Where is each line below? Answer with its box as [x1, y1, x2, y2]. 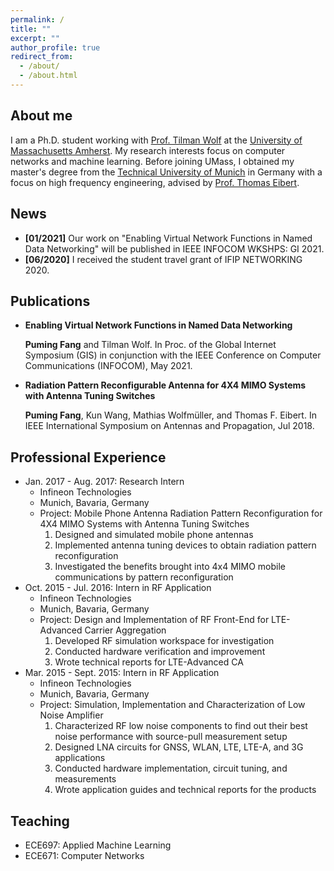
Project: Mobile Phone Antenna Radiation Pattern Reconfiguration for [39, 507, 323, 520]
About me [10, 107, 73, 125]
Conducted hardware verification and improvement [54, 646, 266, 658]
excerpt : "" [10, 33, 60, 43]
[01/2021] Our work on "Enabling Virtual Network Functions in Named [24, 232, 313, 244]
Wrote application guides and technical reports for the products [54, 784, 317, 796]
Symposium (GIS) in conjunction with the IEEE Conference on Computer [24, 349, 322, 361]
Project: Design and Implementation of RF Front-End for [39, 614, 270, 626]
